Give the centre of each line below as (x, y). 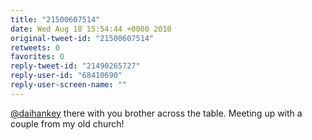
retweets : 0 (35, 47)
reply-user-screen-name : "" (69, 85)
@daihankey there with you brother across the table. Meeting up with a (156, 113)
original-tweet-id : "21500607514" (82, 38)
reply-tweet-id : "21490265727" (75, 66)
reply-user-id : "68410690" (66, 76)
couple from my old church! (67, 123)
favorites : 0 (37, 57)
